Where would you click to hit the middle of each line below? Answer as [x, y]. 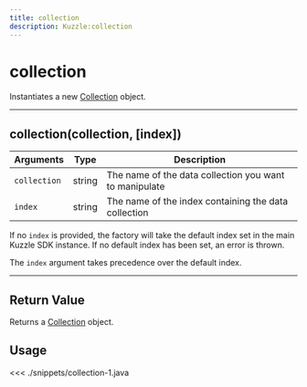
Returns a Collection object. [62, 322]
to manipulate [136, 186]
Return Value [47, 300]
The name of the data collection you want [196, 175]
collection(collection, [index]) [95, 134]
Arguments [39, 160]
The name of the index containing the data [197, 202]
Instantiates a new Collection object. [78, 97]
